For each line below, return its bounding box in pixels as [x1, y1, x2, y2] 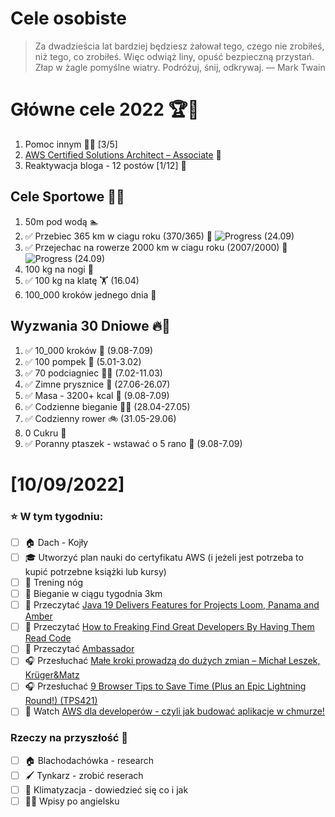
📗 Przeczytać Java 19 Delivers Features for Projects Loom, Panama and [24, 599, 320, 611]
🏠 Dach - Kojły [24, 536, 89, 548]
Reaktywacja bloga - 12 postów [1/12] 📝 [24, 159, 187, 171]
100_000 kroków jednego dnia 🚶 [24, 288, 157, 301]
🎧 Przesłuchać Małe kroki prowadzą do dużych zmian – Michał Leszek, [24, 655, 321, 667]
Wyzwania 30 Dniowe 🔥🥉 [10, 318, 171, 335]
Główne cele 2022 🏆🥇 [10, 98, 200, 121]
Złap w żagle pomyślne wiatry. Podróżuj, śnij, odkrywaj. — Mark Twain [34, 61, 326, 73]
